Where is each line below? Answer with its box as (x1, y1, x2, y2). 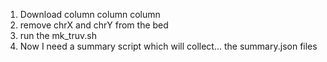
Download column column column (19, 9, 161, 20)
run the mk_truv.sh (19, 30, 97, 41)
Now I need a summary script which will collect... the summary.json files (19, 40, 318, 52)
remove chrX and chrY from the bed (19, 19, 169, 31)
